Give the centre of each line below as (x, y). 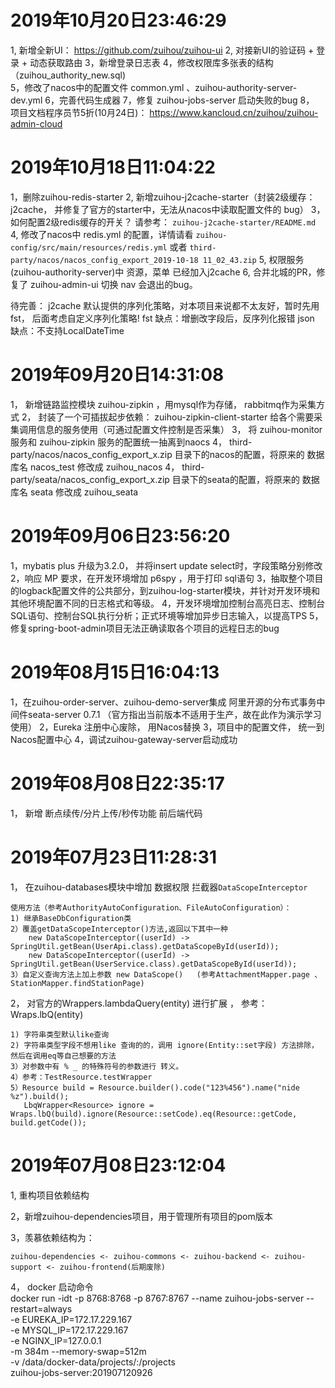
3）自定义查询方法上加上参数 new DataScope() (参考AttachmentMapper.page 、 (166, 974)
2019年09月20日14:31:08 (117, 375)
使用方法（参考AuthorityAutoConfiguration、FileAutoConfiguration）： (151, 907)
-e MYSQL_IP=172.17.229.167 (69, 1330)
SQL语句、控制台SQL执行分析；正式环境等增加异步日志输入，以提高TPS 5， (167, 615)
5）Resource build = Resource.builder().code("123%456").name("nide (155, 1087)
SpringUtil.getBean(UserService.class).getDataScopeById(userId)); (154, 964)
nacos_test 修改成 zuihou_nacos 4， (104, 467)
